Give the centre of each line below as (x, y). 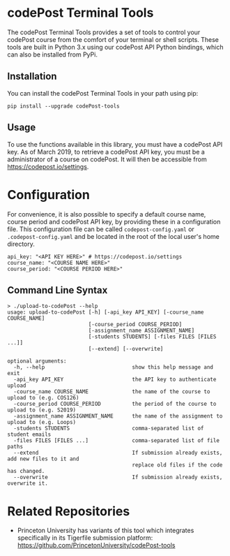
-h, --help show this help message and (114, 367)
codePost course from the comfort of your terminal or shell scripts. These (113, 39)
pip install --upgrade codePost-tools (63, 106)
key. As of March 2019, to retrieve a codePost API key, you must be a (106, 152)
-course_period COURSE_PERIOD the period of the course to (115, 404)
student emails (29, 434)
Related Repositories (69, 511)
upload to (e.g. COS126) (43, 398)
